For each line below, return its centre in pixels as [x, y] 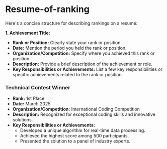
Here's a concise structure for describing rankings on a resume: [71, 23]
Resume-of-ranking [47, 9]
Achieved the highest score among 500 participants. [74, 136]
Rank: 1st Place [28, 98]
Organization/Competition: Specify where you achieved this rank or [83, 53]
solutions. [23, 120]
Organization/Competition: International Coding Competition [76, 109]
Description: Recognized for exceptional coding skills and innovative [84, 114]
